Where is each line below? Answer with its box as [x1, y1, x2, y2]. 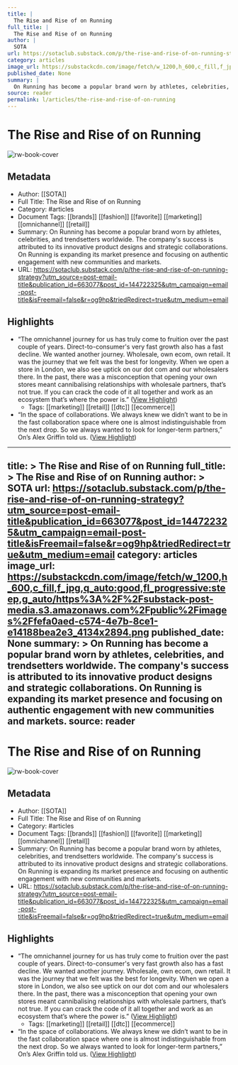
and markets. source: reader [7, 715, 136, 727]
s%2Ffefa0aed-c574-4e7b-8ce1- [7, 615, 159, 627]
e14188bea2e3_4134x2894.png [7, 626, 149, 638]
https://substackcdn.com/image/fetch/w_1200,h [7, 571, 228, 583]
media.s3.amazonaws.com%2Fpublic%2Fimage [7, 604, 227, 616]
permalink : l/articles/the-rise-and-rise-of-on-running [7, 97, 176, 104]
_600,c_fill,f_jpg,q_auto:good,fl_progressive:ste [7, 581, 226, 594]
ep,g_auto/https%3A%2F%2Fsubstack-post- [7, 593, 214, 605]
